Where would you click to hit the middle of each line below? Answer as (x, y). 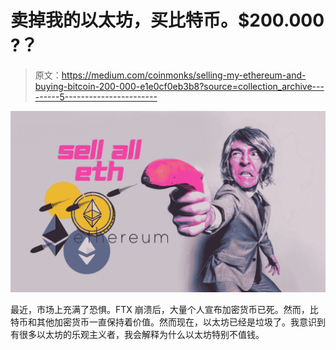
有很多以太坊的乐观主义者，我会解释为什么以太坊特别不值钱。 (137, 335)
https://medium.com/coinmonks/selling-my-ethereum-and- (184, 75)
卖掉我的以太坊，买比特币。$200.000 (167, 20)
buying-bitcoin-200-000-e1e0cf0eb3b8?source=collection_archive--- (179, 86)
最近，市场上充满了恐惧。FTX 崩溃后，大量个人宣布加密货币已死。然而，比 (164, 310)
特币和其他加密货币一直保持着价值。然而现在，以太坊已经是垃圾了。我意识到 (168, 322)
